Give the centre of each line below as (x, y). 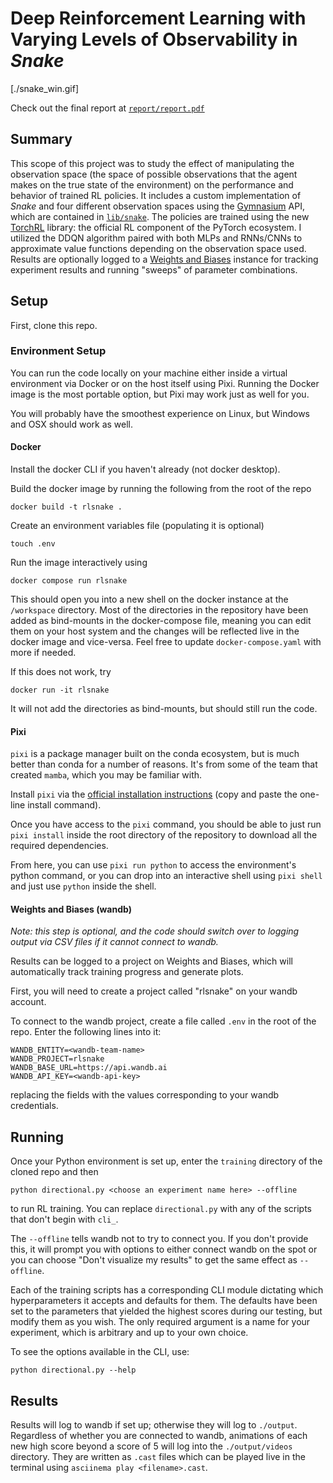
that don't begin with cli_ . (64, 1219)
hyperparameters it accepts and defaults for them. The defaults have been (164, 1301)
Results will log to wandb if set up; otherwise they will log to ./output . (154, 1425)
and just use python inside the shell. (83, 886)
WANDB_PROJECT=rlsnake (57, 1059)
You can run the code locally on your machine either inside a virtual (149, 373)
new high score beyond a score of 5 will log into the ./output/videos (151, 1446)
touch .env (33, 544)
